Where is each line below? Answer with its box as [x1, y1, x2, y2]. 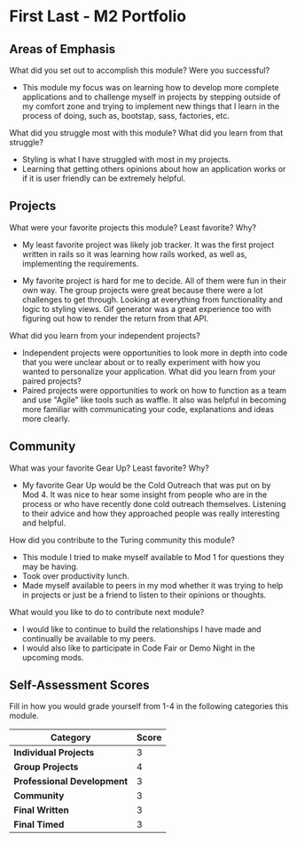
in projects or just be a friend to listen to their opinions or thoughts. [21, 589, 267, 600]
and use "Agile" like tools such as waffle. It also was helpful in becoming [21, 394, 286, 405]
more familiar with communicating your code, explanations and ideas [21, 403, 275, 414]
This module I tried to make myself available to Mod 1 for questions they [21, 551, 285, 562]
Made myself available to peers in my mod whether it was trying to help [21, 580, 284, 590]
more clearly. [21, 413, 71, 424]
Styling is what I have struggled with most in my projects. [21, 154, 231, 165]
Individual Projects [13, 746, 95, 759]
